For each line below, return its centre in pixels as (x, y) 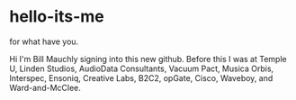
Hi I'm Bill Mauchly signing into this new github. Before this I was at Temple (148, 59)
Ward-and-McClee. (45, 87)
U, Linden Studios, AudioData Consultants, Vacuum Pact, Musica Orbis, (142, 68)
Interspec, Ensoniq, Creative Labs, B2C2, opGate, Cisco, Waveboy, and (141, 77)
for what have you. (44, 41)
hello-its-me (57, 17)
